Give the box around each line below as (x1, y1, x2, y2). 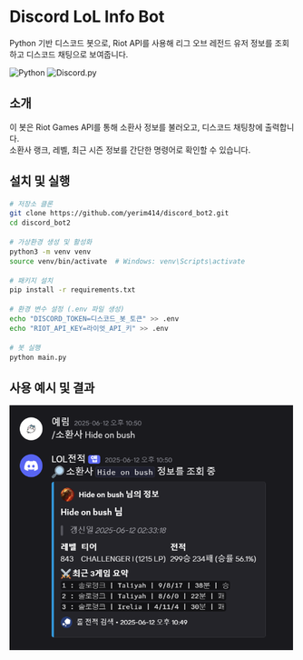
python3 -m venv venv (9, 247, 92, 256)
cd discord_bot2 (9, 218, 71, 228)
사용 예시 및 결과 (9, 380, 95, 395)
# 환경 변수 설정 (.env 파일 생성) (9, 305, 125, 315)
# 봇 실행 (9, 343, 41, 352)
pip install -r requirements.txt (9, 285, 136, 295)
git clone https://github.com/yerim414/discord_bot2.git (9, 209, 230, 218)
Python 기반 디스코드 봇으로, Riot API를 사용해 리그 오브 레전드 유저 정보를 (9, 37, 273, 48)
